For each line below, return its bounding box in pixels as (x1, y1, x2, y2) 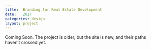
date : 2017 (5, 12, 32, 17)
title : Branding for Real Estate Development (5, 7, 102, 12)
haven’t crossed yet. (5, 40, 47, 46)
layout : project (5, 21, 38, 26)
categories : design (5, 16, 45, 21)
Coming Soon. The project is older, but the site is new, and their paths (5, 34, 147, 40)
